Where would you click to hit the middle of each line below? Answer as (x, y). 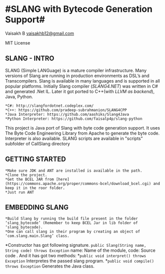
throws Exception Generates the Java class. (50, 266)
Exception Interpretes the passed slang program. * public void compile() (80, 261)
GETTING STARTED (36, 159)
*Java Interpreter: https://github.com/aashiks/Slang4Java (67, 114)
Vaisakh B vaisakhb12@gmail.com (40, 33)
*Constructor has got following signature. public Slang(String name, (76, 245)
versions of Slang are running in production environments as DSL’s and (77, 76)
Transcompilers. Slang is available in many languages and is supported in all (82, 81)
